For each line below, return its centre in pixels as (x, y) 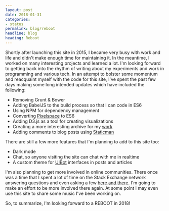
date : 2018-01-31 (24, 15)
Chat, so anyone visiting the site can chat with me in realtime (76, 156)
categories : (18, 19)
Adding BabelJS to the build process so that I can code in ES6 (77, 105)
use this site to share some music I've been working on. (63, 193)
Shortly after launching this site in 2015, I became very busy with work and (83, 52)
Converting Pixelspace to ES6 (44, 116)
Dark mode (24, 151)
